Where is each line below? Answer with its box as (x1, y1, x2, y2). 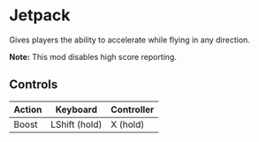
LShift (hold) (50, 118, 103, 131)
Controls (9, 77, 58, 93)
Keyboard (55, 103, 98, 116)
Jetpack (9, 5, 71, 26)
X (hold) (110, 118, 145, 131)
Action (13, 103, 42, 116)
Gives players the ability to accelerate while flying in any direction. (9, 34, 250, 45)
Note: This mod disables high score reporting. (9, 51, 177, 62)
